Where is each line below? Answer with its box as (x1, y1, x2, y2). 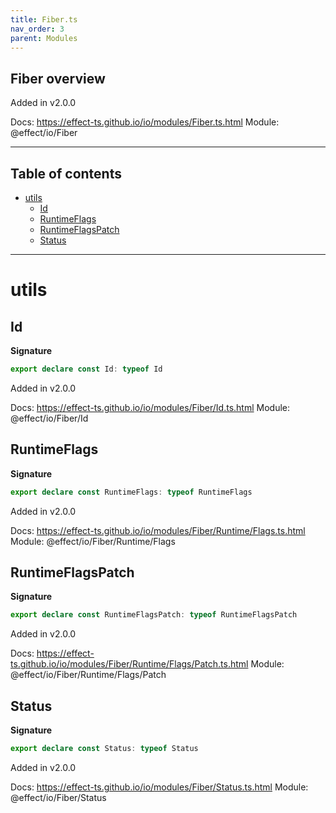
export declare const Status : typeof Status (10, 744, 199, 754)
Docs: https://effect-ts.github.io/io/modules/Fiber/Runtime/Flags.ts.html (10, 524, 306, 536)
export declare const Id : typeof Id (10, 364, 163, 374)
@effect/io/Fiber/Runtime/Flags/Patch (10, 669, 167, 681)
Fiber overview (10, 70, 106, 87)
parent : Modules (10, 33, 78, 43)
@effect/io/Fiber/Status (10, 791, 107, 803)
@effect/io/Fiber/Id (10, 412, 89, 424)
